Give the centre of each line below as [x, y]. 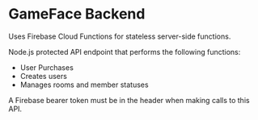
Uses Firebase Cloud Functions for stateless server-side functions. [120, 36]
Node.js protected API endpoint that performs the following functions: [125, 52]
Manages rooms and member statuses [84, 85]
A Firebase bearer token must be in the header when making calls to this [129, 100]
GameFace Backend [77, 14]
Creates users [43, 76]
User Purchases [47, 67]
